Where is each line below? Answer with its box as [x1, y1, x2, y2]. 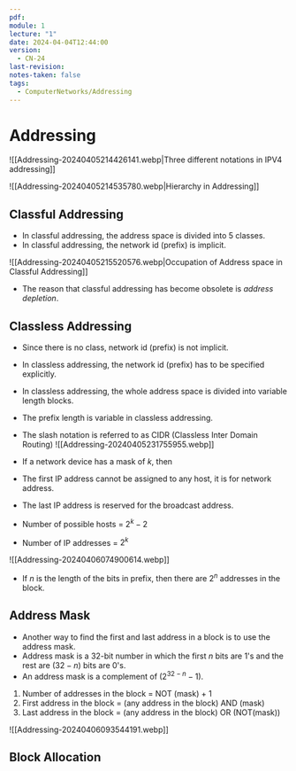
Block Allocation [9, 750, 102, 765]
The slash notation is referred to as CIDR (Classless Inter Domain [21, 430, 259, 440]
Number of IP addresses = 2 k [21, 535, 129, 548]
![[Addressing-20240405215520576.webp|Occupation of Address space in [9, 257, 283, 268]
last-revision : [9, 63, 65, 72]
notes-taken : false [9, 71, 81, 80]
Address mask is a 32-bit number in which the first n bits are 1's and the [21, 650, 285, 661]
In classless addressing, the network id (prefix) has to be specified [21, 360, 265, 370]
